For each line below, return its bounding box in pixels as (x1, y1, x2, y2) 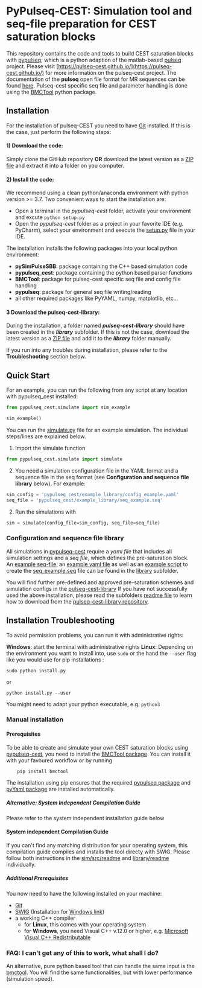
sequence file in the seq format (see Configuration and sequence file (14, 473, 189, 480)
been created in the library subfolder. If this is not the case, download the (6, 328, 190, 336)
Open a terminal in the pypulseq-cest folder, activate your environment (14, 207, 191, 215)
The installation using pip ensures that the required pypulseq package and (6, 779, 191, 786)
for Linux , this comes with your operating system (24, 920, 147, 928)
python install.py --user (6, 690, 71, 696)
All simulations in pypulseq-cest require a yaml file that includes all (6, 547, 172, 555)
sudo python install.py (6, 668, 66, 674)
